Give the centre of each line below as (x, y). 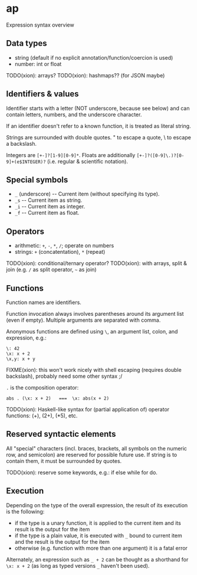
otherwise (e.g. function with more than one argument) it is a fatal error (101, 548)
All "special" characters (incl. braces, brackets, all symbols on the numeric (97, 448)
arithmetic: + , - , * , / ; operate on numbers (64, 246)
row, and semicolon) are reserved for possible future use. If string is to (92, 455)
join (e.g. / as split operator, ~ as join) (51, 270)
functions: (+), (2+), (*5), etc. (42, 416)
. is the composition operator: (42, 388)
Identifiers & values (42, 94)
